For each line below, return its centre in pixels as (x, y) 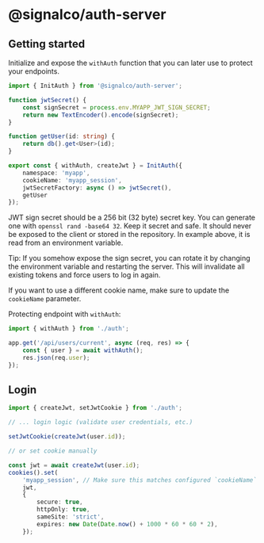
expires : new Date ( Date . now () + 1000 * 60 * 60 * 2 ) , (127, 524)
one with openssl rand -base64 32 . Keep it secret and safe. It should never (130, 226)
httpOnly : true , (63, 510)
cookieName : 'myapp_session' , (73, 180)
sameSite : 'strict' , (71, 517)
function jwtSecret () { (48, 100)
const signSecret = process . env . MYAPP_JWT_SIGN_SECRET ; (117, 107)
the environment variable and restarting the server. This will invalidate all (126, 266)
